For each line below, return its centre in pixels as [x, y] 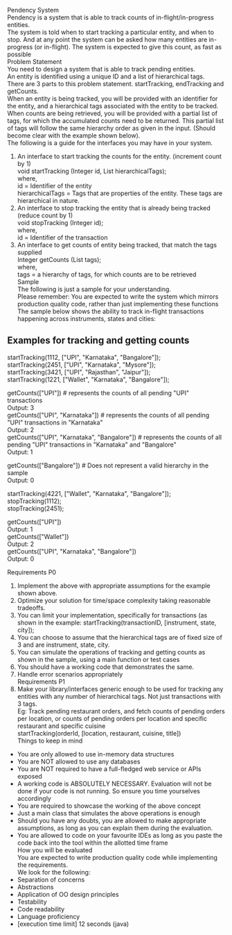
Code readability [41, 909]
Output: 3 [21, 407]
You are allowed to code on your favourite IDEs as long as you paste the [120, 835]
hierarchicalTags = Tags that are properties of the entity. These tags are [120, 193]
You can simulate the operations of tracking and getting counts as [111, 652]
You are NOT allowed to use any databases [79, 761]
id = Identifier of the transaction [62, 238]
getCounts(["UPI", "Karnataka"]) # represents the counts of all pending [108, 415]
